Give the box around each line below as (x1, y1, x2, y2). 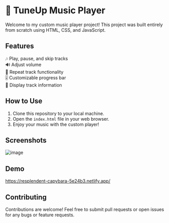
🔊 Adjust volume (5, 61, 42, 68)
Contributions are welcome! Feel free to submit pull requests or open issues (5, 207, 164, 212)
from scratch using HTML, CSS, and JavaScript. (5, 27, 106, 33)
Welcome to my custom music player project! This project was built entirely (5, 21, 163, 28)
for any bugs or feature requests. (5, 212, 75, 218)
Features (5, 42, 34, 51)
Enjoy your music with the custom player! (12, 121, 99, 127)
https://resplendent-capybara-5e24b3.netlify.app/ (5, 178, 110, 184)
